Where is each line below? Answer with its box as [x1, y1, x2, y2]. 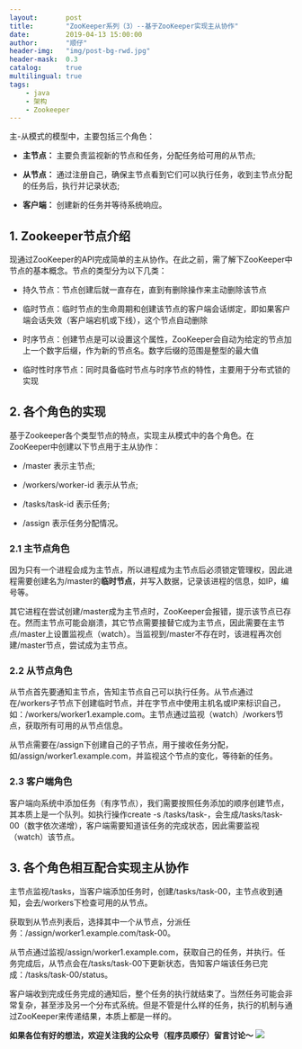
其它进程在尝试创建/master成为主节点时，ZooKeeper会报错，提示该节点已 [9, 606, 284, 617]
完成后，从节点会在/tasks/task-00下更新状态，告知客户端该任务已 [16, 957, 261, 968]
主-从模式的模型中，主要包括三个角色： [9, 131, 155, 142]
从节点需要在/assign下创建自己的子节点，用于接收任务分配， [9, 740, 234, 750]
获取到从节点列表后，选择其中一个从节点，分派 [9, 916, 182, 927]
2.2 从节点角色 [9, 665, 73, 677]
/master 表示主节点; [22, 460, 96, 471]
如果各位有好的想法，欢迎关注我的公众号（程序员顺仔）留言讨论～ [9, 1029, 253, 1040]
